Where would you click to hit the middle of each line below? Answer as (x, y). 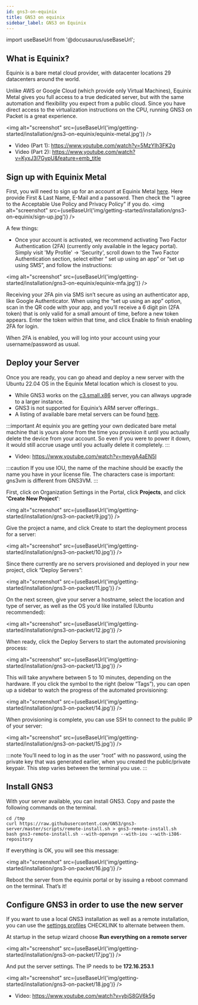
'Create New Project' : (33, 498)
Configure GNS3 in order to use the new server (95, 905)
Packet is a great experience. (42, 116)
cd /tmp (16, 818)
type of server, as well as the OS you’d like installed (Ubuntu (80, 605)
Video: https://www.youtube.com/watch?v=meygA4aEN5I (86, 456)
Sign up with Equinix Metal (56, 177)
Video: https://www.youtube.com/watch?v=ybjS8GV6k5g (85, 996)
